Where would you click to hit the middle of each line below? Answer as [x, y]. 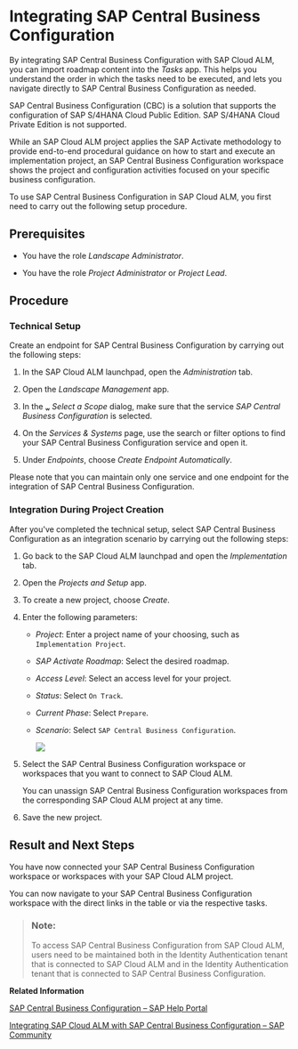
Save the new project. [62, 817]
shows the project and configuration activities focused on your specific [140, 170]
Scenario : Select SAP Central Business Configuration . [136, 730]
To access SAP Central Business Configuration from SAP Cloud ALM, [157, 945]
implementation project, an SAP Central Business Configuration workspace [147, 160]
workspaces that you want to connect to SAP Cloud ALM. [127, 773]
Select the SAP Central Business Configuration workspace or [134, 763]
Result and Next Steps [72, 846]
